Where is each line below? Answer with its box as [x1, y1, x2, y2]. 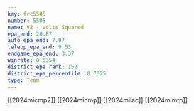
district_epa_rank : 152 [7, 63, 78, 70]
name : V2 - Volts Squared [7, 23, 84, 31]
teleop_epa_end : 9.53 [7, 43, 72, 51]
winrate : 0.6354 [7, 57, 55, 64]
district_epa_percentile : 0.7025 [7, 70, 107, 77]
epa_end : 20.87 [7, 30, 53, 38]
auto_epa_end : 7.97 [7, 37, 65, 44]
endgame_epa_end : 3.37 [7, 51, 75, 58]
